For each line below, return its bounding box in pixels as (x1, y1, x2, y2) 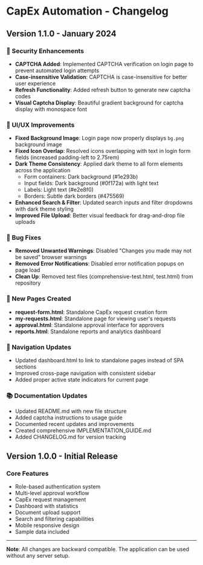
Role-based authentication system (14, 483, 101, 490)
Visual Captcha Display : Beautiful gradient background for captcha (14, 99, 184, 106)
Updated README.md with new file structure (14, 408, 127, 415)
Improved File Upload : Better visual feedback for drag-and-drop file (14, 212, 185, 219)
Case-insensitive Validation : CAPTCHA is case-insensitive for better (14, 73, 187, 80)
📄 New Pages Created (6, 294, 71, 303)
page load (14, 266, 40, 274)
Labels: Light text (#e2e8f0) (24, 186, 94, 194)
